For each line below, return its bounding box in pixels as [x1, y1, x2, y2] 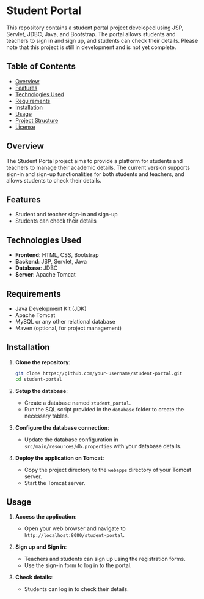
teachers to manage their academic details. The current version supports [6, 164, 191, 171]
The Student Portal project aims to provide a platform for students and [6, 157, 183, 164]
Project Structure [15, 116, 59, 124]
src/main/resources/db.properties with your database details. [24, 442, 182, 449]
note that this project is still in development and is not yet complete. [6, 44, 177, 51]
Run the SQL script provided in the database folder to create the [24, 405, 184, 413]
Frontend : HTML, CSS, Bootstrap [15, 251, 99, 259]
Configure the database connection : [15, 424, 110, 431]
